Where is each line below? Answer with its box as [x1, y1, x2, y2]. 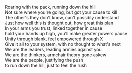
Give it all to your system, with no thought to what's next [5, 41, 121, 47]
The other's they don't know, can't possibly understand [5, 15, 119, 20]
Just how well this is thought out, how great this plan [5, 20, 114, 26]
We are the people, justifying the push [5, 57, 84, 63]
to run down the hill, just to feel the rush [5, 62, 87, 68]
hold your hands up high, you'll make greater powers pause [5, 31, 128, 36]
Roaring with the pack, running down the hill [5, 4, 96, 10]
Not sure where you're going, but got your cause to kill [5, 9, 117, 15]
